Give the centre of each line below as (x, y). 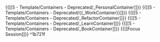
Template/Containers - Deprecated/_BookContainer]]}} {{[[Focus (73, 29)
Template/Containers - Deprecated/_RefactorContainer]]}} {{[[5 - (73, 18)
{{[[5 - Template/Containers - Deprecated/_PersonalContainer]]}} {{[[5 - (80, 7)
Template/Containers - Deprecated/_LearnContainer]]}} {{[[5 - (70, 23)
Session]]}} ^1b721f (25, 34)
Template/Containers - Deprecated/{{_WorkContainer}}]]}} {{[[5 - (73, 13)
